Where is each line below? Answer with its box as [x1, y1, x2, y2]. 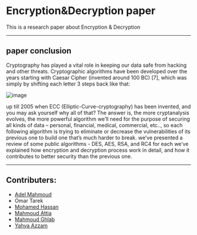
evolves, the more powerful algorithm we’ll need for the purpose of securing [6, 115, 191, 122]
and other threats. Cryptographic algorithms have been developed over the [6, 67, 188, 74]
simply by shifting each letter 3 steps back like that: [6, 80, 131, 87]
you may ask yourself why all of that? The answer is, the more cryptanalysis [6, 109, 189, 116]
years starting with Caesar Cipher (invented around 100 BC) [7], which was [6, 74, 187, 81]
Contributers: [6, 175, 57, 185]
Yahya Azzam [14, 222, 48, 229]
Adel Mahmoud [14, 190, 52, 197]
